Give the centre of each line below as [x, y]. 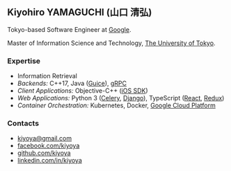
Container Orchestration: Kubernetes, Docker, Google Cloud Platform [116, 105]
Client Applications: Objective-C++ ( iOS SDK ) [82, 91]
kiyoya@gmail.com [44, 138]
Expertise [24, 61]
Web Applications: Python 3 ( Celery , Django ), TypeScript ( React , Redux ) [121, 98]
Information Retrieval [47, 76]
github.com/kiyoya [44, 153]
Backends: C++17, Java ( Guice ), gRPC [72, 83]
